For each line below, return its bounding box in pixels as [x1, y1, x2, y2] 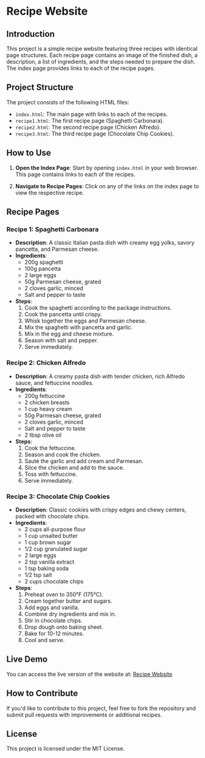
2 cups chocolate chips [24, 578, 84, 585]
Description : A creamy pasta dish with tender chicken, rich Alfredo [15, 372, 185, 380]
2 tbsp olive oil [24, 431, 62, 438]
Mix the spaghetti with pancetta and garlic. [24, 324, 133, 331]
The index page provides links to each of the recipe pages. [6, 64, 155, 72]
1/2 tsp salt [24, 571, 52, 578]
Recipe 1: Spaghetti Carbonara [6, 225, 99, 234]
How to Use [6, 148, 52, 158]
